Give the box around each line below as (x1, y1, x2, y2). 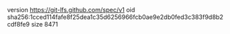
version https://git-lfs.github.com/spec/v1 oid (7, 6, 136, 14)
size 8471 (30, 20, 59, 28)
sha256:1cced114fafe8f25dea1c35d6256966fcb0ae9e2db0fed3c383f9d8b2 (7, 13, 224, 21)
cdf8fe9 (7, 20, 30, 28)
